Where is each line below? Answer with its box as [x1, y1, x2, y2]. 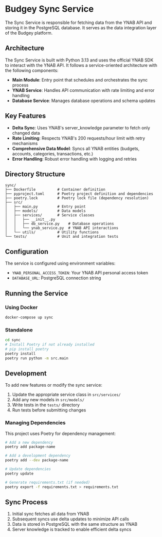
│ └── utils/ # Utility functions [5, 230, 99, 235]
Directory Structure [5, 170, 66, 178]
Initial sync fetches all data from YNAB [12, 511, 90, 517]
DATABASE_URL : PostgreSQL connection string [12, 275, 101, 281]
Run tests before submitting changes [12, 407, 86, 413]
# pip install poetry [5, 347, 49, 351]
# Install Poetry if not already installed [5, 342, 95, 347]
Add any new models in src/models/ [12, 397, 85, 403]
